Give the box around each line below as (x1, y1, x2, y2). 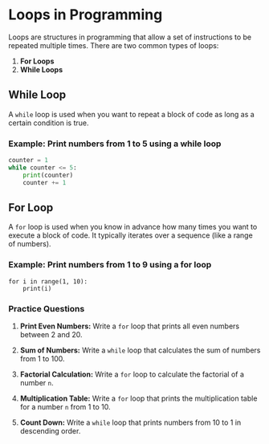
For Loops (19, 56, 55, 66)
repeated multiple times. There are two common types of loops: (8, 40, 219, 50)
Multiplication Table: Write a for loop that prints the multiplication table (19, 393, 258, 403)
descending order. (19, 426, 81, 435)
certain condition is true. (8, 118, 90, 128)
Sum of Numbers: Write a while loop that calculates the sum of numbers (19, 345, 261, 355)
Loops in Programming (8, 6, 163, 24)
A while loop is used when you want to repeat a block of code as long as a (8, 109, 255, 119)
